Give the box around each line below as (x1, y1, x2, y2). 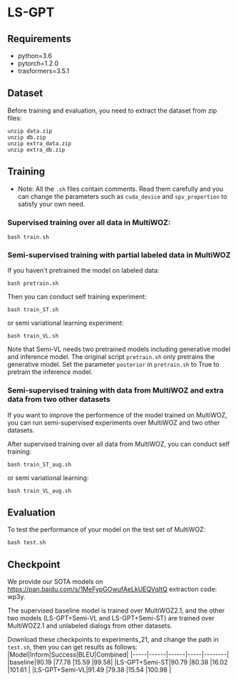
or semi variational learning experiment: (7, 318, 124, 328)
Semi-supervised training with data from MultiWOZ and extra (7, 385, 224, 395)
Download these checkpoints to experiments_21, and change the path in (7, 635, 219, 644)
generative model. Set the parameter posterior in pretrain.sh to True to (7, 360, 219, 369)
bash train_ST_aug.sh (7, 461, 72, 468)
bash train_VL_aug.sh (7, 487, 72, 494)
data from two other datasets (7, 395, 110, 405)
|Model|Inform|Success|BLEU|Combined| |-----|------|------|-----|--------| (7, 650, 229, 659)
